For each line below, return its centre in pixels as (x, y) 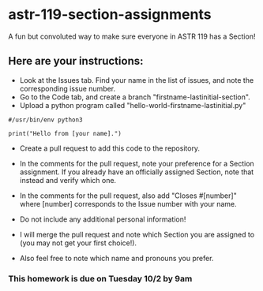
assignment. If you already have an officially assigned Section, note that (137, 172)
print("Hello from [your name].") (65, 133)
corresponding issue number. (68, 88)
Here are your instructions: (76, 61)
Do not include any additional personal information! (103, 219)
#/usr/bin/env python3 (45, 120)
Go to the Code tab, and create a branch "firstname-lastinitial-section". (135, 97)
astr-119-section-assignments (110, 15)
